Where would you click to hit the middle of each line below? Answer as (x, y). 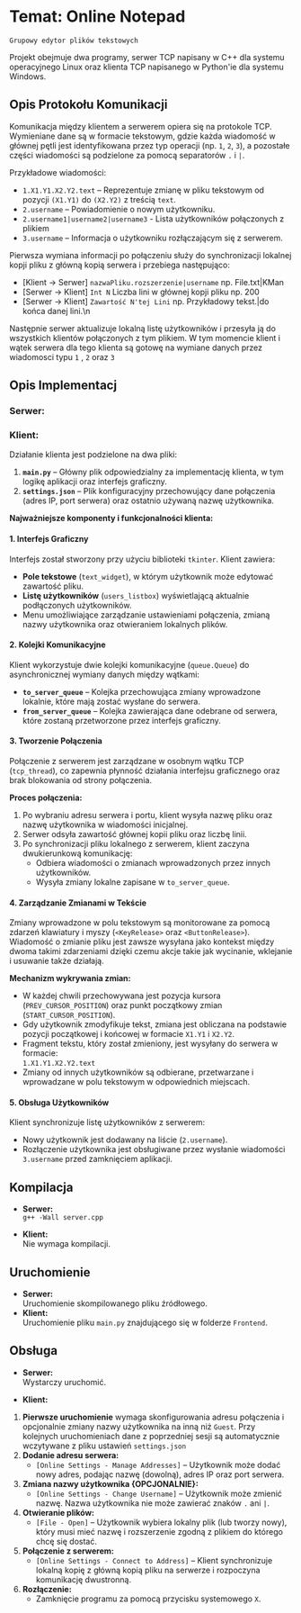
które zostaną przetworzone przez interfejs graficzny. (122, 720)
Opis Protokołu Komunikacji (89, 105)
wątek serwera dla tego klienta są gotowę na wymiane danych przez (136, 347)
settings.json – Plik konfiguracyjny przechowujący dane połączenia (149, 491)
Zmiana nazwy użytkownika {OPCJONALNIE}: (111, 1483)
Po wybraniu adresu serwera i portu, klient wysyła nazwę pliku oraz (147, 815)
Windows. (28, 76)
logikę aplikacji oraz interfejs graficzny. (95, 482)
